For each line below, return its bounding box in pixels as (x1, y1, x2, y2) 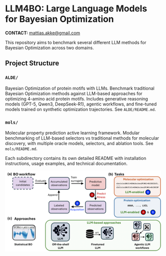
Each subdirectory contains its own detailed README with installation (5, 155, 147, 161)
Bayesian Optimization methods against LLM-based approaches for (5, 90, 143, 97)
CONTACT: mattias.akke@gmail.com (5, 30, 81, 36)
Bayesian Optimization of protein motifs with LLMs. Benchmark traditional (5, 85, 155, 91)
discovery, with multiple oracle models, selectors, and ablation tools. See (5, 140, 154, 146)
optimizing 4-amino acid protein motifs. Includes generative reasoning (5, 96, 148, 102)
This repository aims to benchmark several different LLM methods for (5, 39, 147, 45)
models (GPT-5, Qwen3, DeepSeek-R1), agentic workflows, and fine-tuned (5, 101, 157, 107)
